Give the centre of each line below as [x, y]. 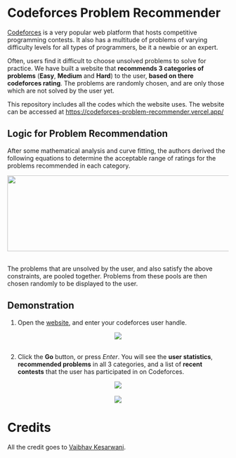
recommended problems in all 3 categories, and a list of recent [110, 364]
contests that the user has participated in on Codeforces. [101, 371]
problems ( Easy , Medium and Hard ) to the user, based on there [101, 76]
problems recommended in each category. [69, 166]
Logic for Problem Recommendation [88, 134]
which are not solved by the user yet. [61, 90]
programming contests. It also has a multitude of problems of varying [107, 39]
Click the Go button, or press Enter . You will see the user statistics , [115, 356]
